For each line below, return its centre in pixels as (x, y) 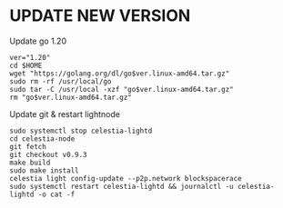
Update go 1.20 (38, 41)
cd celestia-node (42, 139)
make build (30, 163)
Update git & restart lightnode (65, 114)
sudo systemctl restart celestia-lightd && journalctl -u (121, 186)
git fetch (28, 146)
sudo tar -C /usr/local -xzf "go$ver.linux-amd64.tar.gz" (121, 89)
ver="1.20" (30, 57)
